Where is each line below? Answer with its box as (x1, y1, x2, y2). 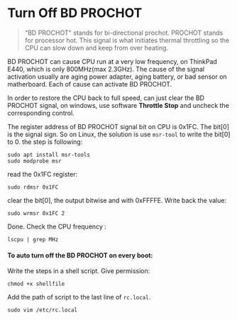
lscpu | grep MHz (7, 236, 59, 243)
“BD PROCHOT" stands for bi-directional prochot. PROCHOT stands (24, 28, 224, 37)
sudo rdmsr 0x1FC (7, 183, 59, 191)
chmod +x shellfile (7, 280, 65, 288)
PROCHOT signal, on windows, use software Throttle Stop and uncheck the (7, 101, 229, 109)
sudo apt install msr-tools (7, 151, 91, 158)
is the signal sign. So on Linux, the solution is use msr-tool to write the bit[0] (7, 130, 231, 138)
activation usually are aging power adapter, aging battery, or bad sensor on (7, 72, 227, 81)
